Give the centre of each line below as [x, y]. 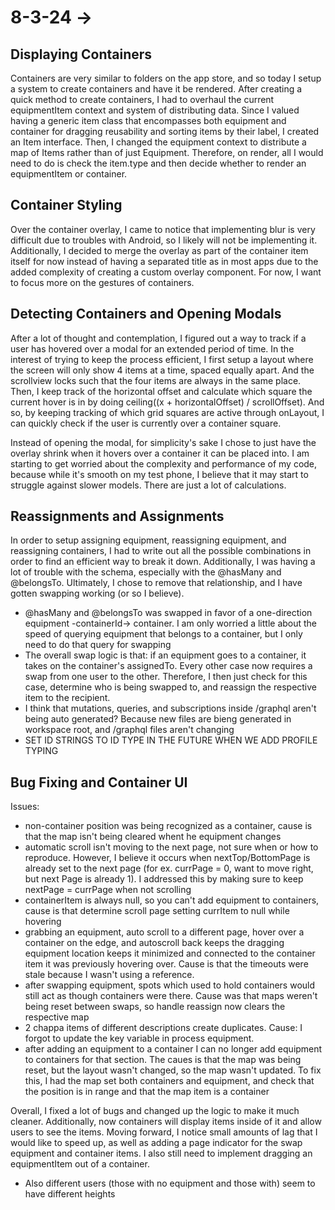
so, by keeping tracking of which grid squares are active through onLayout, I [167, 412]
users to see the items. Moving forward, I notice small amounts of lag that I [164, 1132]
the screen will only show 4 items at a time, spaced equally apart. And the [162, 370]
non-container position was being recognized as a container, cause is [168, 826]
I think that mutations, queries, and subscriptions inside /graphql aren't [170, 708]
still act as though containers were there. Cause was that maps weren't [171, 996]
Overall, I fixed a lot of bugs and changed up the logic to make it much [155, 1111]
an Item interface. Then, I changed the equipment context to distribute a [158, 142]
